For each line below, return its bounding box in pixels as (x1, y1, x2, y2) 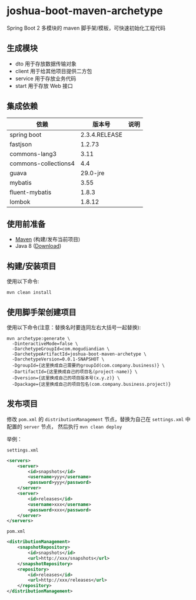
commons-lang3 (9, 149, 57, 158)
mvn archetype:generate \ (6, 336, 70, 342)
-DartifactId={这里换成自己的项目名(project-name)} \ (12, 369, 138, 375)
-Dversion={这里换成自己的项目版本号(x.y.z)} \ (12, 375, 120, 381)
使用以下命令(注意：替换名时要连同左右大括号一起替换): (6, 324, 141, 331)
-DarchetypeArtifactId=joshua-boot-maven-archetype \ (12, 351, 147, 357)
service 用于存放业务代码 (15, 75, 77, 82)
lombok (9, 198, 31, 206)
